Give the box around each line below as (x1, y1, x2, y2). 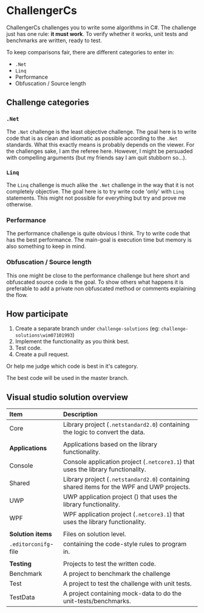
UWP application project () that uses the (63, 492, 177, 501)
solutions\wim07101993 (15, 332, 73, 338)
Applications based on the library (63, 440, 158, 449)
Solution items (9, 530, 52, 539)
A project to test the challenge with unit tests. (63, 580, 192, 588)
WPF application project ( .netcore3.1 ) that (63, 510, 185, 519)
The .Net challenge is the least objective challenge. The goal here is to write (6, 128, 197, 135)
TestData (9, 593, 35, 601)
